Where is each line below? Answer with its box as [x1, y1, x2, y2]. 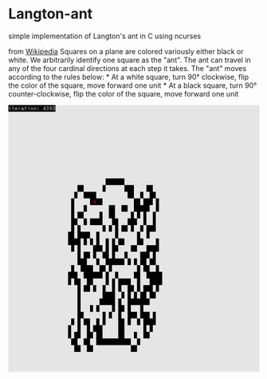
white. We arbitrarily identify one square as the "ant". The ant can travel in [8, 55, 251, 65]
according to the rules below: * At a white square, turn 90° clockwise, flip [8, 72, 249, 81]
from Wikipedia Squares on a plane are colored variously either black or [8, 46, 244, 56]
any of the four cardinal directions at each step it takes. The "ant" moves [8, 63, 247, 73]
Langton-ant [8, 5, 93, 23]
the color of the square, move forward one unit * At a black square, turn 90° [8, 81, 257, 90]
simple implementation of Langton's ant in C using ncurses [8, 31, 202, 41]
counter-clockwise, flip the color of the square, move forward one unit [8, 89, 239, 98]
